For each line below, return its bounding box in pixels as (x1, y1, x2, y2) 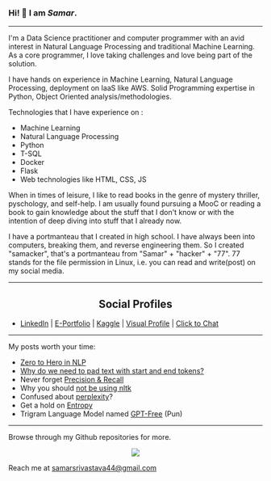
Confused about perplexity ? (19, 392, 113, 402)
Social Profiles (98, 297, 173, 310)
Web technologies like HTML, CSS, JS (19, 175, 147, 184)
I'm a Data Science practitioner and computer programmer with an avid (8, 33, 244, 43)
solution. (8, 59, 38, 69)
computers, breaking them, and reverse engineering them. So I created (8, 240, 244, 250)
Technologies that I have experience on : (8, 108, 144, 117)
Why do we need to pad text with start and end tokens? (19, 366, 204, 376)
